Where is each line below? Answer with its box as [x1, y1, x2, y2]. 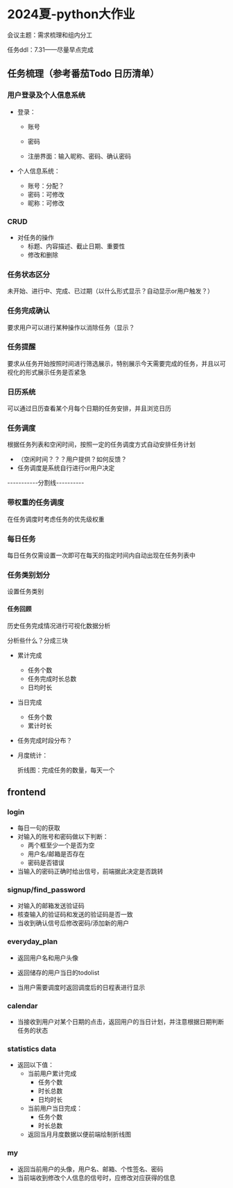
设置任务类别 [7, 587, 44, 595]
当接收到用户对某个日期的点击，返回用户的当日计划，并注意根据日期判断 [17, 1018, 224, 1026]
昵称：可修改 [27, 199, 64, 207]
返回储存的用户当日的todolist [17, 968, 100, 977]
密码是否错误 [27, 858, 64, 867]
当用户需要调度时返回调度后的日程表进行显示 [17, 983, 146, 991]
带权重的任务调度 [7, 498, 64, 508]
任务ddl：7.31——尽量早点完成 [7, 45, 94, 54]
